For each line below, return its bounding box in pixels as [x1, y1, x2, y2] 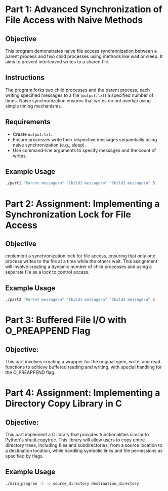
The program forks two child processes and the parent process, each [5, 87, 150, 93]
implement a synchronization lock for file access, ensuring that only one [5, 253, 156, 259]
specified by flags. [5, 453, 44, 459]
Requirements [5, 118, 51, 126]
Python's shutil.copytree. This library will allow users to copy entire [5, 437, 145, 443]
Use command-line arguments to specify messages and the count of [12, 147, 156, 153]
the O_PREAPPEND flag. [5, 369, 56, 375]
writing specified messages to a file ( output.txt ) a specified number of [5, 92, 154, 98]
